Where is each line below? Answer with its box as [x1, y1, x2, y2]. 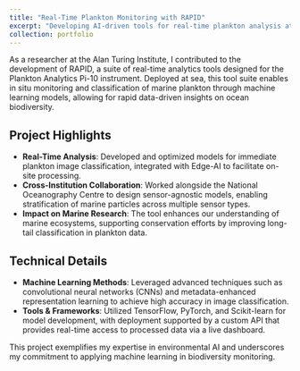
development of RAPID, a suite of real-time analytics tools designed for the [9, 63, 284, 74]
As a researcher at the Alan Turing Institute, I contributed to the [9, 55, 241, 65]
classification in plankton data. [35, 227, 147, 238]
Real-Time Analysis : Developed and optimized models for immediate [21, 151, 277, 162]
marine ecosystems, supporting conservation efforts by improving [21, 218, 266, 229]
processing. [37, 171, 82, 181]
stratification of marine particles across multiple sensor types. [21, 198, 251, 210]
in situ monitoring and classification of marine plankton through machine [9, 82, 276, 94]
